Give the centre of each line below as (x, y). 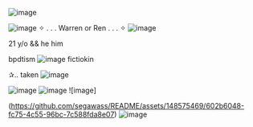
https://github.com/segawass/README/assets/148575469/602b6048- (128, 106)
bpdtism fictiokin (51, 59)
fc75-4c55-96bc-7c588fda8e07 (61, 114)
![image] (82, 90)
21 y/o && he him (36, 43)
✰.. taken (24, 75)
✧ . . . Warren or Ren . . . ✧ (83, 28)
